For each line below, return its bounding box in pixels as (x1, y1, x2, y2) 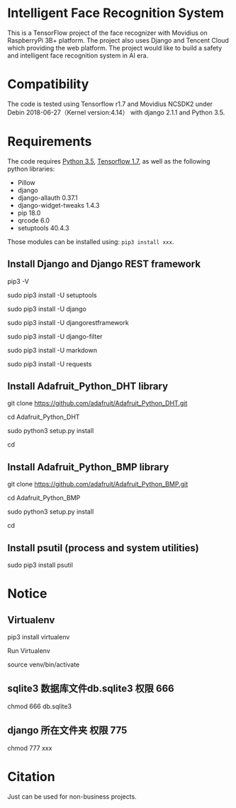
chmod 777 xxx (7, 743, 52, 752)
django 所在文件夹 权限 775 (7, 724, 128, 737)
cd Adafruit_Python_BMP (7, 494, 81, 502)
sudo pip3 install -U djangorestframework (7, 318, 129, 326)
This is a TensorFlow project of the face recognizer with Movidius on (7, 28, 208, 37)
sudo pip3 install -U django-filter (7, 332, 103, 341)
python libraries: (7, 164, 55, 173)
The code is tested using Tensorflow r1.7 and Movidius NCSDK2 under (7, 100, 213, 108)
